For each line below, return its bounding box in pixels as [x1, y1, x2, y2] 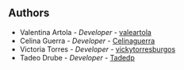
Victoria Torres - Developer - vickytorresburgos [19, 44, 176, 54]
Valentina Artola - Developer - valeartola [19, 27, 152, 37]
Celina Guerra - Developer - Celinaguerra [19, 36, 155, 45]
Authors [8, 6, 50, 20]
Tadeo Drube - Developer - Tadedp [19, 52, 135, 62]
